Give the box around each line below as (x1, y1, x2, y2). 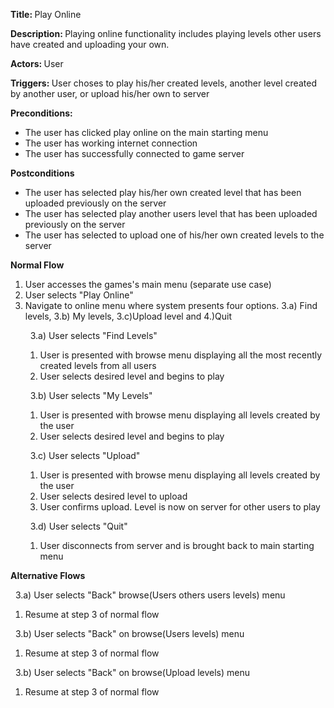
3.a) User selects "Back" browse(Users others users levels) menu (14, 589, 286, 601)
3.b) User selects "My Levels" (29, 390, 153, 401)
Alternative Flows (10, 570, 86, 581)
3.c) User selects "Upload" (29, 450, 141, 461)
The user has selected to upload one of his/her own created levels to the (24, 229, 325, 241)
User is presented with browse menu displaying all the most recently (39, 349, 323, 361)
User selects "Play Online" (24, 289, 134, 301)
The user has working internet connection (24, 137, 198, 149)
